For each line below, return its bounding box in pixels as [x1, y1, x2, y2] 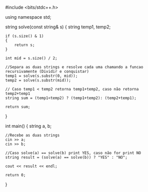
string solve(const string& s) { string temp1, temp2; [5, 24, 111, 30]
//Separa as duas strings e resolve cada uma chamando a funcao [5, 65, 143, 70]
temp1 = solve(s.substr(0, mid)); [5, 73, 78, 78]
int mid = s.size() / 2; [5, 56, 58, 61]
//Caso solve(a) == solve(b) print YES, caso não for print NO [5, 151, 141, 156]
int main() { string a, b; [5, 123, 52, 129]
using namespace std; [5, 14, 52, 20]
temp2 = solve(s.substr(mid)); [5, 78, 71, 83]
